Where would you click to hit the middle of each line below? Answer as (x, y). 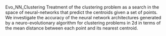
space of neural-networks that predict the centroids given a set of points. (81, 12)
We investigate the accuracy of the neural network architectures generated (83, 18)
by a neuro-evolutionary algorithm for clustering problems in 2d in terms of (83, 23)
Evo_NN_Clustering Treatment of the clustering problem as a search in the (82, 7)
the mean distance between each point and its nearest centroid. (72, 28)
